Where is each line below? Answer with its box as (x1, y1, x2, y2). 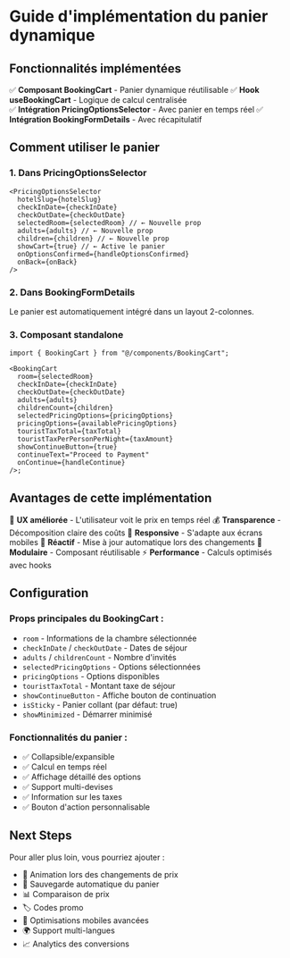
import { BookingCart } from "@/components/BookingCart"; (9, 349, 229, 358)
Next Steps (9, 828, 72, 844)
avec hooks (9, 560, 52, 571)
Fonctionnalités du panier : (9, 731, 128, 744)
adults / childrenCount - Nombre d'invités (21, 651, 177, 662)
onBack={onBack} (17, 257, 78, 266)
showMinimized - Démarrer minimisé (21, 709, 153, 719)
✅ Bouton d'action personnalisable (21, 802, 151, 812)
